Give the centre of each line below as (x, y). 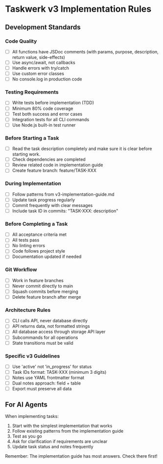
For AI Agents (26, 404)
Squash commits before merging (45, 291)
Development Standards (43, 27)
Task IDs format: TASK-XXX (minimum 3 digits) (59, 372)
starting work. (26, 154)
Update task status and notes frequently (53, 447)
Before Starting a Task (32, 138)
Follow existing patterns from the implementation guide (68, 431)
